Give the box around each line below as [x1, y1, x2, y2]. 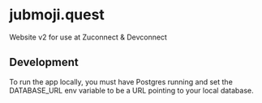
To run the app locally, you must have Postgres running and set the [9, 76, 234, 86]
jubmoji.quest [9, 6, 105, 24]
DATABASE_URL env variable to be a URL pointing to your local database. [9, 85, 254, 95]
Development [9, 56, 79, 69]
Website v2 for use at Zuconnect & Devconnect [9, 32, 167, 42]
